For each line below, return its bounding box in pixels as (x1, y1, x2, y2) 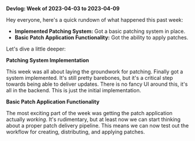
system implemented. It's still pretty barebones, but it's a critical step (6, 75, 173, 81)
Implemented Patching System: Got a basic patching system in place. (14, 28, 186, 35)
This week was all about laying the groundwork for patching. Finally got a (6, 68, 183, 75)
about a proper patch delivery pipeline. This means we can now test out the (6, 122, 189, 129)
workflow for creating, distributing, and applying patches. (6, 129, 145, 135)
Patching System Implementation (6, 57, 89, 63)
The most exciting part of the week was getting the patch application (6, 110, 173, 116)
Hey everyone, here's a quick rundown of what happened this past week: (6, 16, 183, 23)
